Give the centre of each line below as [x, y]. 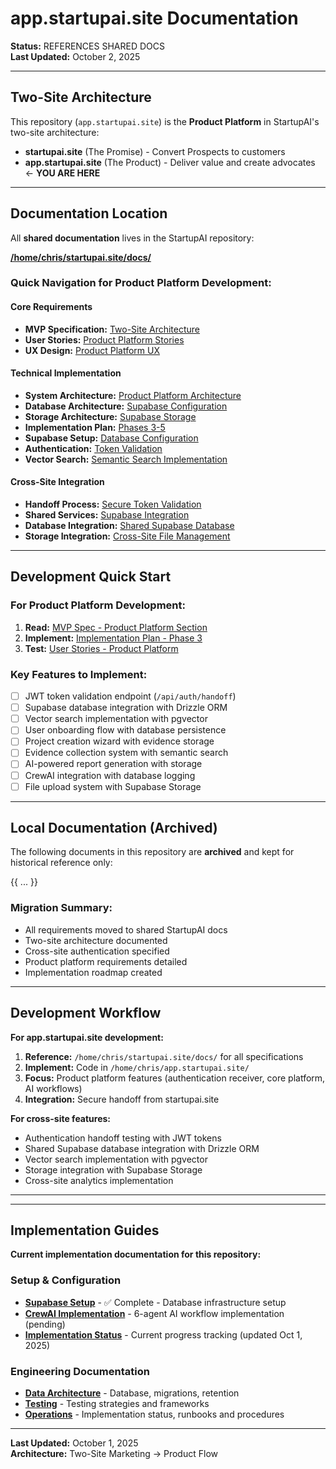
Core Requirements [51, 307]
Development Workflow [86, 1013]
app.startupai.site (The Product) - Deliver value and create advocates [170, 162]
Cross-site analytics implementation [99, 1180]
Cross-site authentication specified [97, 951]
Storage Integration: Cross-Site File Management [127, 536]
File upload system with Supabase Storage [113, 786]
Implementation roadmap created [93, 972]
